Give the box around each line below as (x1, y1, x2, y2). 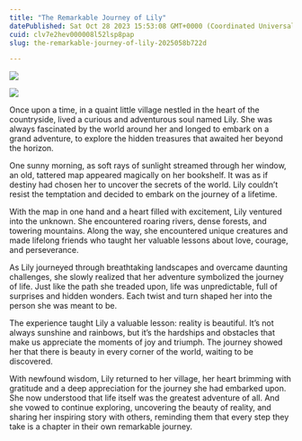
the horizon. (9, 143, 54, 154)
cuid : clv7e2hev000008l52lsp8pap (9, 30, 135, 39)
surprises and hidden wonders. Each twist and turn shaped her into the (9, 291, 272, 301)
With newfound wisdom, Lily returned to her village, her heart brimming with (9, 373, 292, 384)
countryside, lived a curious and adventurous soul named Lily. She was (9, 114, 272, 125)
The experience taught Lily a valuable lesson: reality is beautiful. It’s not (9, 318, 274, 328)
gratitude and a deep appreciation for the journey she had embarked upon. (9, 383, 287, 394)
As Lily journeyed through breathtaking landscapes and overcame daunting (9, 262, 289, 273)
